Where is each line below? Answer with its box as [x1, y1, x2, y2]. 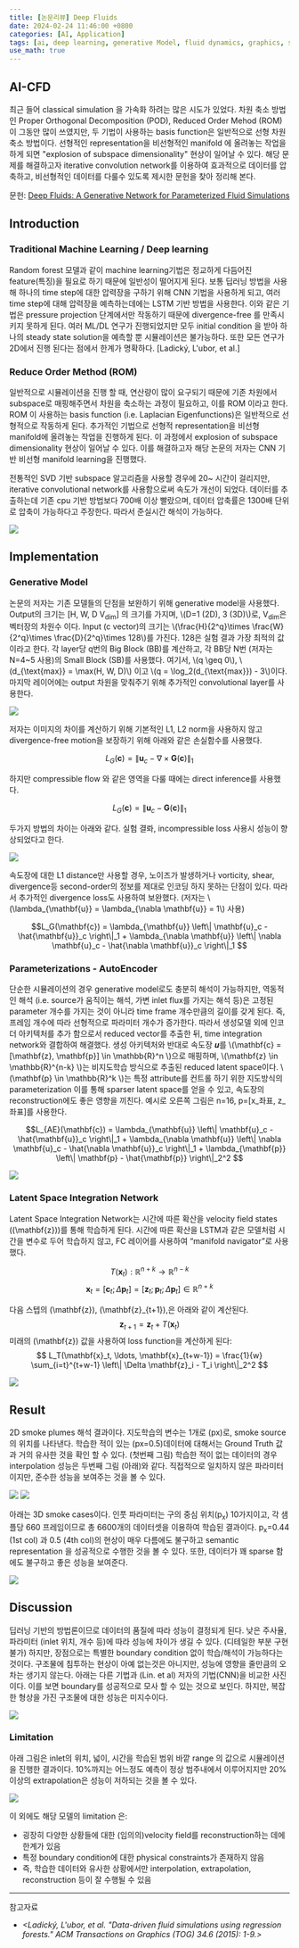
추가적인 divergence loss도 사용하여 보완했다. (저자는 [18, 892, 206, 902]
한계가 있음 [21, 1840, 61, 1852]
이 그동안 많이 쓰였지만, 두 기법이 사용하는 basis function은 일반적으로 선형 [9, 126, 270, 137]
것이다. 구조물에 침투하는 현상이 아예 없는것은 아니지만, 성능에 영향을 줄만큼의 [9, 1658, 278, 1669]
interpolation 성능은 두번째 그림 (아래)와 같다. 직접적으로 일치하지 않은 [9, 1461, 254, 1471]
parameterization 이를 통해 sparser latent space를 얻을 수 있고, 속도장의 [9, 1084, 265, 1095]
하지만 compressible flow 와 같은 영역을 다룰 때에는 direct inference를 [9, 774, 258, 784]
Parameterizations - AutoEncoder [9, 962, 158, 974]
